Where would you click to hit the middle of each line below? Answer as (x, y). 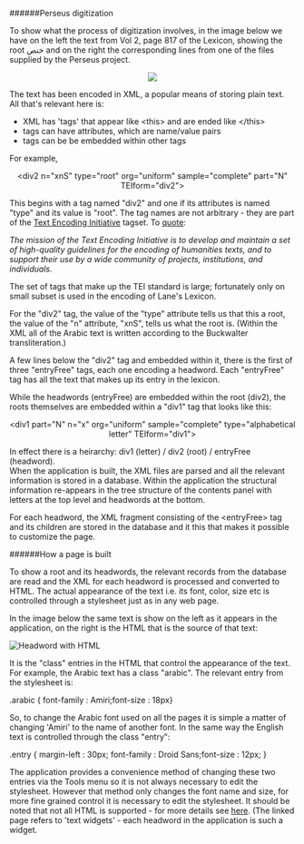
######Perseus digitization (61, 13)
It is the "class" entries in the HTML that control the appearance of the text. (150, 663)
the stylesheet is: (42, 682)
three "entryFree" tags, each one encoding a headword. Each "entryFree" (147, 370)
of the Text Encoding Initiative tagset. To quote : (98, 222)
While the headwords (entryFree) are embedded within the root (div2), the (147, 397)
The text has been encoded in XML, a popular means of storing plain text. (147, 94)
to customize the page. (52, 536)
